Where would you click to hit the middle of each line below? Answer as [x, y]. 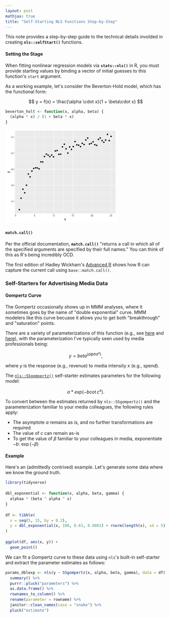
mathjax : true [20, 16]
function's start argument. [34, 76]
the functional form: [26, 92]
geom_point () [24, 547]
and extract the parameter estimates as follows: [55, 562]
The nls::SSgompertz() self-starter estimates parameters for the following [83, 376]
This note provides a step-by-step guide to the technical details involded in [84, 37]
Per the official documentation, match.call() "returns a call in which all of [82, 244]
